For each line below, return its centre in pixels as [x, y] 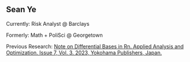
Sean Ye [21, 10]
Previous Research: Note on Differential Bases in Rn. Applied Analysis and [95, 46]
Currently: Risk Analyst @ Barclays [48, 23]
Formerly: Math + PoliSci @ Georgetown [55, 35]
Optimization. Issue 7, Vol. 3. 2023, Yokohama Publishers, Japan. [84, 53]
